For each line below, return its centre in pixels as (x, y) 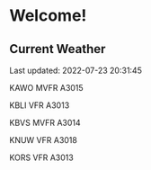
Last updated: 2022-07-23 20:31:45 (75, 70)
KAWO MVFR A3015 (46, 88)
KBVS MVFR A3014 (45, 123)
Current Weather (58, 49)
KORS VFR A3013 (41, 157)
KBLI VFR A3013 (40, 105)
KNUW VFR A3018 (44, 140)
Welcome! (48, 16)
